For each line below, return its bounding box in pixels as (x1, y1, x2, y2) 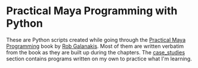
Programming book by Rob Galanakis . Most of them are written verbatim (6, 43, 184, 50)
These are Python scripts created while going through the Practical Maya (6, 36, 186, 43)
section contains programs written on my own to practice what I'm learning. (6, 55, 192, 62)
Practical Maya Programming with (6, 4, 178, 18)
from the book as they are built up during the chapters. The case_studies (6, 48, 185, 56)
